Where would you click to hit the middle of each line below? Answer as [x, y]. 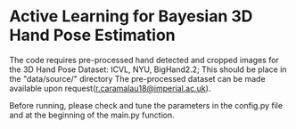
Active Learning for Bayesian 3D [131, 16]
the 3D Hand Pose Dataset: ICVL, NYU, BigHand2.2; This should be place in [148, 69]
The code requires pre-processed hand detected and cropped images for [144, 60]
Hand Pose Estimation [92, 35]
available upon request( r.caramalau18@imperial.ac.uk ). [110, 88]
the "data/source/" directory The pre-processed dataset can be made [137, 78]
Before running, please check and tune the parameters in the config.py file [146, 105]
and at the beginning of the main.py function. [92, 115]
